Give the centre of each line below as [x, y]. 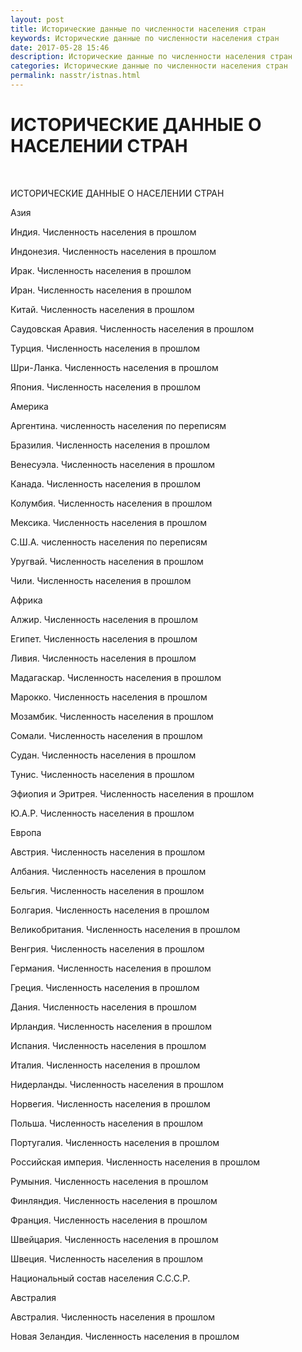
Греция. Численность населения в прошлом [105, 987]
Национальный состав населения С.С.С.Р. [100, 1278]
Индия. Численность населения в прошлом [103, 232]
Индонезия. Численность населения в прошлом [113, 251]
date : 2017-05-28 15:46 [60, 47]
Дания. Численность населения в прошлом [103, 1007]
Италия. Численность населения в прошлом [105, 1065]
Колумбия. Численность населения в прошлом [111, 503]
